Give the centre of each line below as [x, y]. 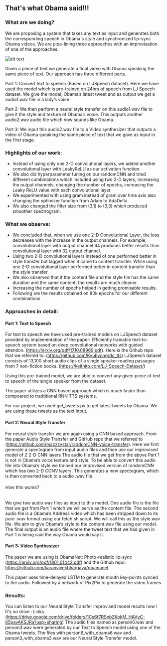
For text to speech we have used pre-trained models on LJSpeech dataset [82, 334]
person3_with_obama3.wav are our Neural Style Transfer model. [71, 638]
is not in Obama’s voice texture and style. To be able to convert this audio [81, 460]
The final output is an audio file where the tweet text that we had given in [80, 529]
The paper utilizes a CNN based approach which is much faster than [76, 391]
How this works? [22, 487]
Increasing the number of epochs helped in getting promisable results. [84, 288]
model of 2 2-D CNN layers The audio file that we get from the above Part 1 [82, 455]
